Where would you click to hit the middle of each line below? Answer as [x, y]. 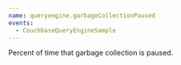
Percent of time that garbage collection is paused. [91, 53]
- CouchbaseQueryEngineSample [66, 30]
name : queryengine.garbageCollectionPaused [82, 15]
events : [21, 23]
